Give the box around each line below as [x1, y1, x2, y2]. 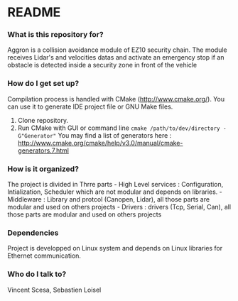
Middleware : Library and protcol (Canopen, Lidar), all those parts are [7, 195, 210, 204]
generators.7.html [17, 146, 70, 155]
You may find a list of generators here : [58, 131, 172, 139]
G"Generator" [17, 132, 57, 139]
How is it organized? [7, 164, 80, 174]
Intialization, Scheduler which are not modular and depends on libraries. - [7, 187, 222, 196]
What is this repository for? [7, 30, 104, 40]
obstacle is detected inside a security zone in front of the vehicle [7, 61, 198, 70]
